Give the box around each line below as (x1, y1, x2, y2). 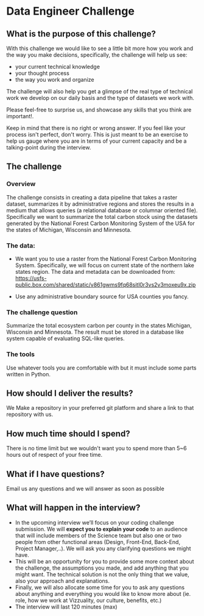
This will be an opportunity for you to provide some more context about (15, 557, 194, 565)
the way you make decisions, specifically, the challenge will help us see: (6, 51, 188, 59)
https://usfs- (15, 274, 47, 282)
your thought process (15, 70, 70, 77)
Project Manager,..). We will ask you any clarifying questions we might (15, 545, 191, 552)
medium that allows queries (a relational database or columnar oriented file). (6, 206, 198, 214)
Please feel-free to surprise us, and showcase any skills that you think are (6, 106, 192, 113)
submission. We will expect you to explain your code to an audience (15, 525, 188, 532)
